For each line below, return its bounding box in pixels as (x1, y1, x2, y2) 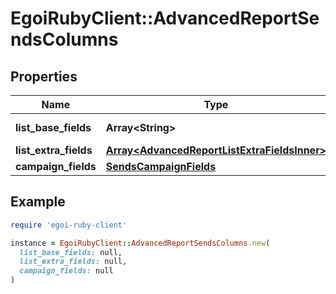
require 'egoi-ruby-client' (10, 220, 128, 230)
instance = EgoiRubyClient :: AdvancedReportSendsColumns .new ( (10, 238, 271, 248)
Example (10, 193, 66, 211)
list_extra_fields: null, (19, 257, 128, 267)
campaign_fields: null (19, 266, 114, 276)
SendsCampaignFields (105, 160, 217, 173)
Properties (10, 68, 78, 85)
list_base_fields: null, (19, 247, 123, 257)
